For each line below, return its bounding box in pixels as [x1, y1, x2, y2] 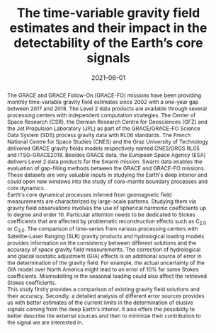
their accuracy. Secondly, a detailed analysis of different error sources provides [6, 292, 205, 300]
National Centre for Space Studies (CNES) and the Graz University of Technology [6, 138, 209, 146]
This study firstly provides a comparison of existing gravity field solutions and [6, 286, 200, 293]
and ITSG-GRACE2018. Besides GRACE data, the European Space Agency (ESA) [6, 151, 206, 158]
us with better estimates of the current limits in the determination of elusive [6, 299, 193, 307]
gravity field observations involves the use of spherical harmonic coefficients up [6, 204, 207, 211]
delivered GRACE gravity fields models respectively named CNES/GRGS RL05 [6, 144, 200, 152]
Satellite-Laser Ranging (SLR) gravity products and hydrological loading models [6, 233, 205, 240]
